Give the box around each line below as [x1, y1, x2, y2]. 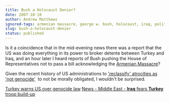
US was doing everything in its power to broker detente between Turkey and [5, 50, 164, 56]
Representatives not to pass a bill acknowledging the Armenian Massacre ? [5, 61, 160, 67]
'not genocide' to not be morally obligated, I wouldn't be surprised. [5, 76, 146, 82]
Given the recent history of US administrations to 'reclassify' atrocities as [5, 71, 158, 76]
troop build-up [5, 91, 35, 97]
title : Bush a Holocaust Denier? [5, 7, 76, 13]
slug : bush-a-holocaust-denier [5, 26, 71, 31]
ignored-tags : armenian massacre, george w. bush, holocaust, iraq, [5, 21, 153, 27]
